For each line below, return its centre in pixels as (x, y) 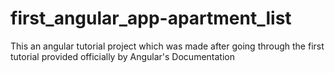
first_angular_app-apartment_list (151, 18)
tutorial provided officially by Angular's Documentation (122, 56)
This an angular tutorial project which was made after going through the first (167, 46)
